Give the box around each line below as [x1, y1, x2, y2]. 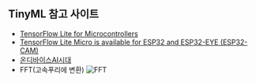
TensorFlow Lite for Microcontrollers [19, 28, 138, 38]
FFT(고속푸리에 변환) [19, 65, 85, 74]
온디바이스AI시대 [19, 54, 72, 65]
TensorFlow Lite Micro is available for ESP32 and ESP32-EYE [19, 37, 219, 47]
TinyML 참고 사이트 [8, 7, 100, 21]
